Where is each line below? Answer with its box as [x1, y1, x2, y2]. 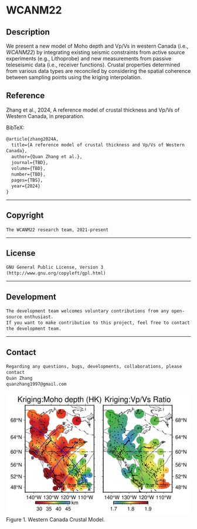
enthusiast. [24, 314, 54, 320]
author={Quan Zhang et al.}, [11, 153, 83, 159]
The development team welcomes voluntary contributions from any [6, 308, 169, 314]
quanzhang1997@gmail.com [6, 381, 67, 387]
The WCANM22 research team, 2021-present [6, 227, 109, 233]
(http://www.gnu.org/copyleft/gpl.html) [6, 270, 107, 276]
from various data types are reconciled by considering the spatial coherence [6, 68, 191, 74]
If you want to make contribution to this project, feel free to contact [6, 320, 191, 326]
